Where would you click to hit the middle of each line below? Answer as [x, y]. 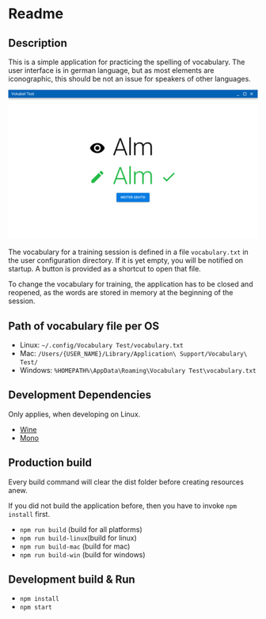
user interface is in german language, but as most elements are [111, 70]
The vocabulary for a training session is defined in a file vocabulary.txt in [129, 252]
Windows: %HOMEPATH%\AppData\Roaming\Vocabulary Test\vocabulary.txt [138, 370]
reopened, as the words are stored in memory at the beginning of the [121, 293]
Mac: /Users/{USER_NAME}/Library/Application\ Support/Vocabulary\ [133, 354]
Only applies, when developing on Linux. [74, 414]
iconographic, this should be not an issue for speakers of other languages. [129, 79]
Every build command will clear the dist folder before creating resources [126, 482]
